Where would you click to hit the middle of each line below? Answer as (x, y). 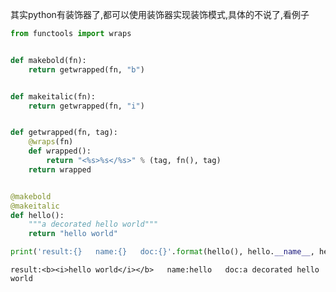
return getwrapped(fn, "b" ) (86, 69)
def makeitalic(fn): (53, 96)
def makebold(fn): (48, 60)
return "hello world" (73, 234)
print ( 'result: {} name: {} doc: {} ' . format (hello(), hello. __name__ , (162, 252)
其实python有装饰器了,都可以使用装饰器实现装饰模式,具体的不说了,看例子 (160, 14)
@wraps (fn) (51, 142)
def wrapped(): (60, 151)
